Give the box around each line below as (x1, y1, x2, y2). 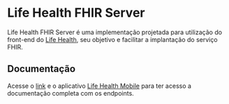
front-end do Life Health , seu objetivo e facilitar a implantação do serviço (7, 35, 218, 43)
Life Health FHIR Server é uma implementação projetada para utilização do (7, 28, 222, 36)
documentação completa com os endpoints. (7, 89, 134, 97)
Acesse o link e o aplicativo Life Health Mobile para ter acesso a (7, 82, 192, 90)
